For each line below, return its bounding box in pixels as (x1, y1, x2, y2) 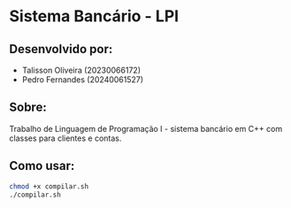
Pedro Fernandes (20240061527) (21, 74, 144, 85)
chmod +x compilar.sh (9, 181, 89, 191)
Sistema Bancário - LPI (9, 6, 180, 27)
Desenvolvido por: (9, 42, 113, 57)
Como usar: (9, 158, 75, 173)
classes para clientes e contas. (9, 133, 122, 143)
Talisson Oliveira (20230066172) (21, 65, 142, 75)
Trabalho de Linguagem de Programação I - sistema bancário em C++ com (9, 123, 283, 134)
